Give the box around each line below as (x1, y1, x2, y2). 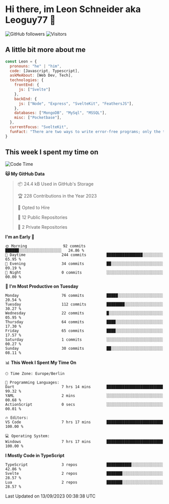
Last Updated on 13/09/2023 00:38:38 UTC (5, 493, 96, 499)
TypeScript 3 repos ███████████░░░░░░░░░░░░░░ (5, 462, 163, 467)
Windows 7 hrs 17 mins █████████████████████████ (5, 439, 163, 445)
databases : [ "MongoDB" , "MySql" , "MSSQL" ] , (14, 110, 107, 115)
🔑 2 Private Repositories (17, 224, 68, 230)
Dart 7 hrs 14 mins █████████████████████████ (5, 385, 163, 390)
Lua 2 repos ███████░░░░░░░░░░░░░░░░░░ (5, 480, 163, 485)
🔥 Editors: (5, 415, 29, 420)
